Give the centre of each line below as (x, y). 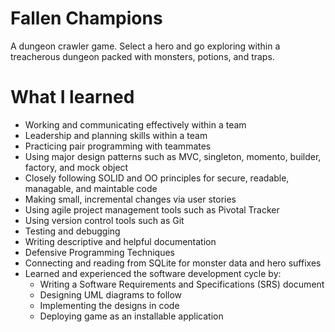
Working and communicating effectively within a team (135, 124)
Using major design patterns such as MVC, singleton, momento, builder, (173, 156)
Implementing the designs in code (109, 305)
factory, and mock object (76, 167)
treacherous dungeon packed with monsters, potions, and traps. (142, 56)
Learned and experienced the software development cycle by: (153, 273)
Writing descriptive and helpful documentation (120, 241)
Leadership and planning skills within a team (116, 135)
